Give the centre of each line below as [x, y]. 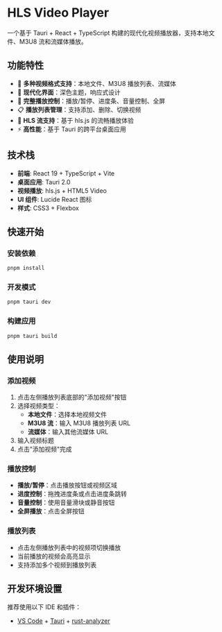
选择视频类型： [39, 406]
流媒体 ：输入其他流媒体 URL [68, 432]
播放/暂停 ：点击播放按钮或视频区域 [67, 485]
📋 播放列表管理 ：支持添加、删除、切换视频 [79, 110]
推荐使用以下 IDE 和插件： [44, 607]
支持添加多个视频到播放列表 [57, 565]
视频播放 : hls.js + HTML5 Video [62, 190]
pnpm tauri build [32, 336]
